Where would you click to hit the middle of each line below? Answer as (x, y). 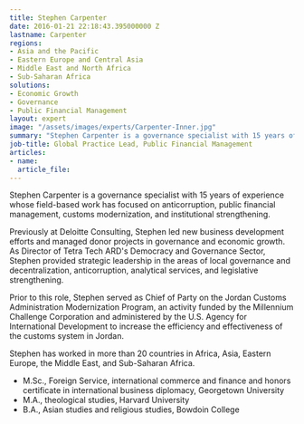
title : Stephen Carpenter (58, 18)
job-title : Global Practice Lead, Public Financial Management (131, 144)
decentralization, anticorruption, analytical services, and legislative (134, 270)
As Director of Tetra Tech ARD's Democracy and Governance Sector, (138, 251)
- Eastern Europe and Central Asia (76, 60)
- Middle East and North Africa (70, 69)
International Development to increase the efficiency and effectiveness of (146, 326)
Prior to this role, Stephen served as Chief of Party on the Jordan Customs (148, 298)
